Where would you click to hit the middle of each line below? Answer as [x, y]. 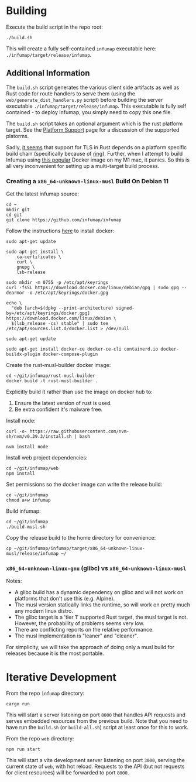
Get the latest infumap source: [42, 194]
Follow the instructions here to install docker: [60, 231]
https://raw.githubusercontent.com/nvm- [80, 431]
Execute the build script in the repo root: [55, 27]
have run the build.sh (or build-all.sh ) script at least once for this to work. [97, 728]
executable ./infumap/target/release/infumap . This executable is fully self [96, 106]
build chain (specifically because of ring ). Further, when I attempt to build [94, 153]
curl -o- [17, 431]
